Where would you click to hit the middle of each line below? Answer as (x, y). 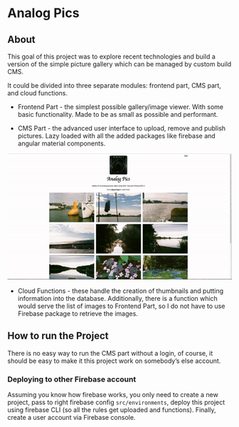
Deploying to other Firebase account (72, 379)
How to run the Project (58, 336)
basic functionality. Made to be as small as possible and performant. (118, 114)
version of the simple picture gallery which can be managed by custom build (119, 64)
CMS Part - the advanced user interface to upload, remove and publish (122, 128)
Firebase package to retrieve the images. (78, 314)
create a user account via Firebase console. (71, 418)
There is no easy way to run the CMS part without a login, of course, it (110, 353)
